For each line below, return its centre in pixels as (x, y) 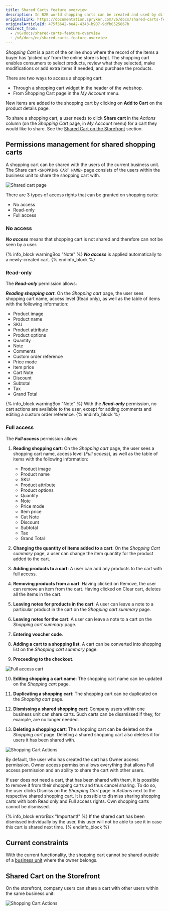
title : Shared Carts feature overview (46, 10)
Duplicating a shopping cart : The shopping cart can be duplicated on (85, 694)
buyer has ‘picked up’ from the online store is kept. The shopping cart (78, 57)
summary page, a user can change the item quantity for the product (83, 553)
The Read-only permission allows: (41, 284)
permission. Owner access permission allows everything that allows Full (80, 765)
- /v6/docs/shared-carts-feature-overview (55, 33)
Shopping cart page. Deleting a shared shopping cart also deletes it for (86, 734)
